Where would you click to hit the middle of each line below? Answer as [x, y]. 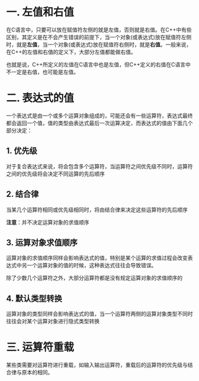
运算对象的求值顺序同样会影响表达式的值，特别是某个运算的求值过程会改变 [97, 258]
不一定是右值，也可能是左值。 [42, 72]
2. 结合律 [23, 194]
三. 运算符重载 [40, 348]
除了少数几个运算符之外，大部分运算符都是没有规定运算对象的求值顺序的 [94, 278]
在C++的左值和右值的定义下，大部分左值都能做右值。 [71, 52]
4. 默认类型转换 [34, 298]
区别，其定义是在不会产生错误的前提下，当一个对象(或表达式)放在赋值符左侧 [99, 37]
